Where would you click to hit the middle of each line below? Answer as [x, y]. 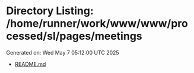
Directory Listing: [50, 11]
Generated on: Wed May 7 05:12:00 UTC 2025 [63, 52]
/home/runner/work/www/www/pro [97, 23]
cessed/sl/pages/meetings [74, 36]
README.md [30, 64]
